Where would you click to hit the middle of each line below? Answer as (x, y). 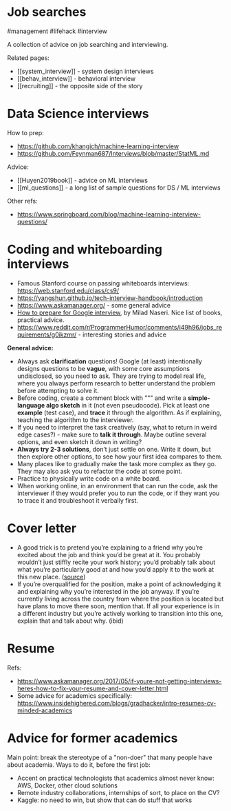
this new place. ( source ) (51, 577)
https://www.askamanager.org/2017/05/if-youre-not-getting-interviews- (119, 681)
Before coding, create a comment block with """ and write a (102, 398)
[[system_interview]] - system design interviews (85, 71)
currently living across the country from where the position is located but (120, 599)
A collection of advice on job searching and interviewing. (88, 44)
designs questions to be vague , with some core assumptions (103, 368)
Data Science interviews (78, 114)
